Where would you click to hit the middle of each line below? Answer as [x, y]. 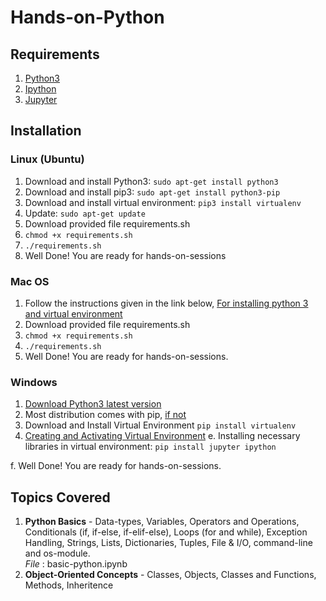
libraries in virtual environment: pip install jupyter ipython [150, 447]
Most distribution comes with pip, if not [105, 415]
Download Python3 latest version [93, 404]
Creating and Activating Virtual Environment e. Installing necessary [162, 436]
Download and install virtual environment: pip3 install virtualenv [163, 202]
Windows [34, 382]
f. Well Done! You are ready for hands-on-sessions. [116, 466]
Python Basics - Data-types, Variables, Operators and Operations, [162, 522]
